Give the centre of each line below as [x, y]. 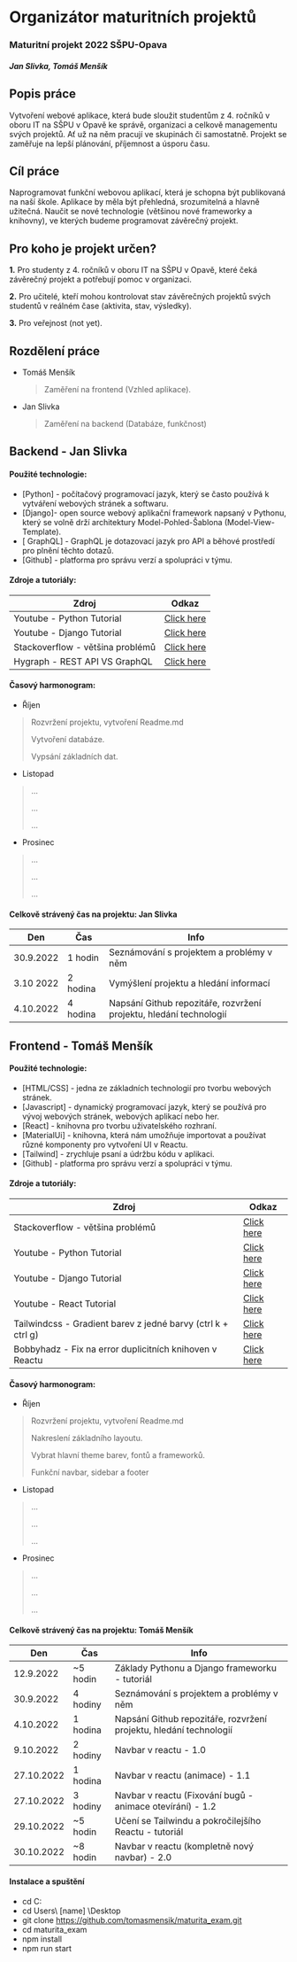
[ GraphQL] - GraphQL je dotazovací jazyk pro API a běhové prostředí [148, 541]
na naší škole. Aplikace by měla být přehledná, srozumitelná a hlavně [134, 202]
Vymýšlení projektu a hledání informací [190, 983]
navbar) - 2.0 [143, 1857]
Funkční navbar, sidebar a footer [90, 1472]
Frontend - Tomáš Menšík [81, 1046]
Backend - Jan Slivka [69, 451]
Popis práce [43, 94]
